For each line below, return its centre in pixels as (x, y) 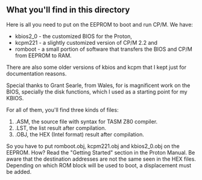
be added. (19, 172)
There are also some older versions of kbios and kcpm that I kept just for (96, 67)
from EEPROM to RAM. (43, 55)
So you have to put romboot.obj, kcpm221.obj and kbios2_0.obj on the (93, 146)
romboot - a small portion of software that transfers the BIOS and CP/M (104, 49)
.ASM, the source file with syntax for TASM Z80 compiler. (86, 121)
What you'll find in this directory (68, 10)
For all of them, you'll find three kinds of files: (62, 110)
